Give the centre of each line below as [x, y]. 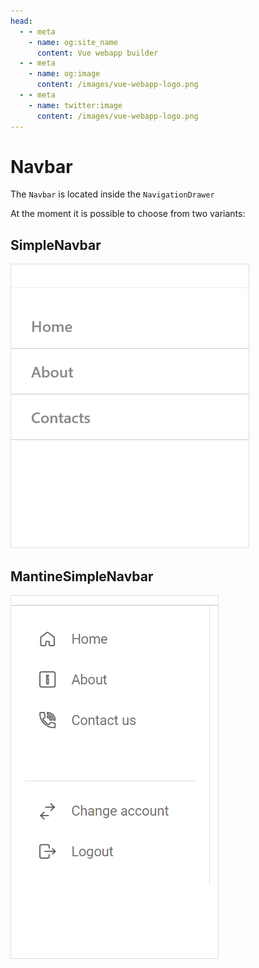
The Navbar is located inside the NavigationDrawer [112, 194]
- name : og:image [64, 74]
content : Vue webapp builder [97, 53]
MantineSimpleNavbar [82, 576]
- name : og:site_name [73, 42]
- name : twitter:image [75, 105]
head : [21, 21]
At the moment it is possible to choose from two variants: [128, 214]
